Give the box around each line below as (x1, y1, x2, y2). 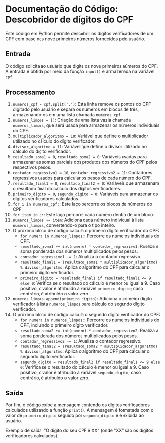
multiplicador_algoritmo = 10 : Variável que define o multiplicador (12, 133, 149, 139)
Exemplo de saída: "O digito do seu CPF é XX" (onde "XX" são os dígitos (5, 427, 154, 434)
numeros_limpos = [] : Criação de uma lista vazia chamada (12, 117, 131, 123)
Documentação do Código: (5, 3, 118, 15)
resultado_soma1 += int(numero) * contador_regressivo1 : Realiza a (20, 243, 159, 249)
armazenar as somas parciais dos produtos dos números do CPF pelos (12, 159, 157, 165)
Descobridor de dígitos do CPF (5, 14, 134, 25)
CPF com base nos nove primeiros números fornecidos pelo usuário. (5, 36, 146, 42)
